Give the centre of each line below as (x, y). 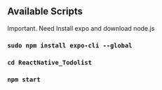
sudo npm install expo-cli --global (70, 45)
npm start (24, 79)
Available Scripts (45, 12)
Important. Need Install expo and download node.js (81, 28)
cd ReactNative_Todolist (50, 62)
